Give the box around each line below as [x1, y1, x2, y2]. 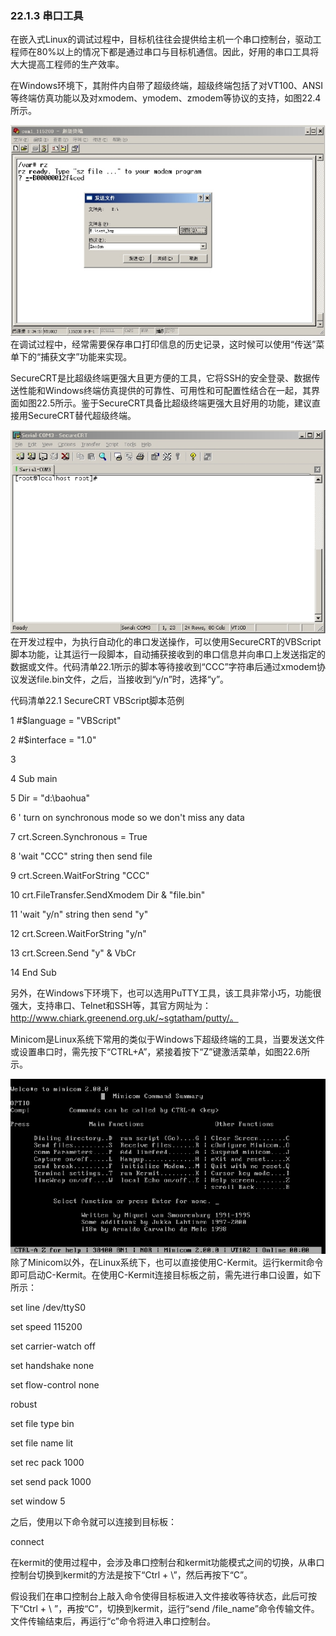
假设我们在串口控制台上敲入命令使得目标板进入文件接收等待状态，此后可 [10, 1590, 308, 1602]
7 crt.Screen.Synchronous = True [10, 830, 148, 842]
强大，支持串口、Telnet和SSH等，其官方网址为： [10, 999, 212, 1011]
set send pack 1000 [10, 1475, 92, 1487]
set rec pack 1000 [10, 1456, 85, 1468]
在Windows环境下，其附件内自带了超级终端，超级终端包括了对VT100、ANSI [10, 80, 324, 92]
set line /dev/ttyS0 [10, 1301, 86, 1313]
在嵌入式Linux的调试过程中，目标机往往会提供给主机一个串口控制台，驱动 [10, 33, 313, 46]
